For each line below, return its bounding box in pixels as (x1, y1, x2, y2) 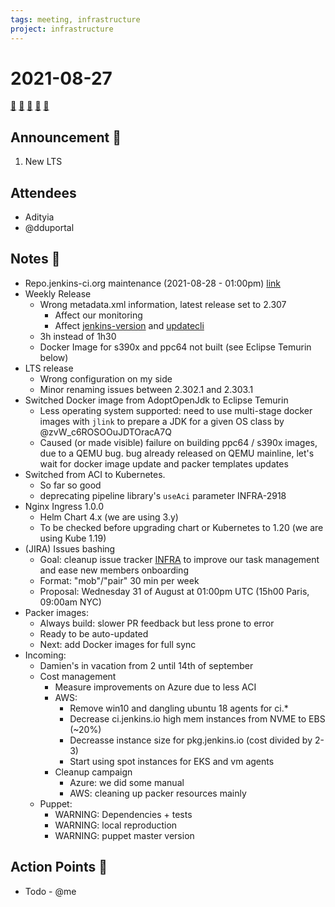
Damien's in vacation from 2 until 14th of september (39, 659, 254, 671)
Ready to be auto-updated (39, 627, 149, 640)
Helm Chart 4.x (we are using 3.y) (39, 511, 179, 523)
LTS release (24, 362, 74, 374)
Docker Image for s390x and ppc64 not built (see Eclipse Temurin (39, 341, 312, 353)
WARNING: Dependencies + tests (54, 808, 193, 820)
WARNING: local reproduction (54, 819, 178, 831)
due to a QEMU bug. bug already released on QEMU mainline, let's (39, 447, 315, 459)
